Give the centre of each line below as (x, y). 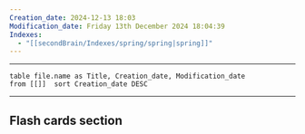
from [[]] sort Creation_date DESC (79, 84)
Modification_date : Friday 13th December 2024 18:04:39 (117, 26)
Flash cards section (66, 120)
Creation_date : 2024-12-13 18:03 (73, 18)
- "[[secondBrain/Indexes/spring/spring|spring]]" (115, 43)
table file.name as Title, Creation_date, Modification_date (128, 77)
